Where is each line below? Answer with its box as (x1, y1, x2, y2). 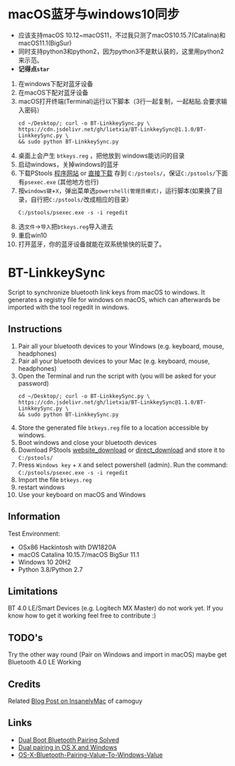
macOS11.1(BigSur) (17, 39, 72, 47)
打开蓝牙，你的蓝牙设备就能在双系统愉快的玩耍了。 (17, 240, 166, 248)
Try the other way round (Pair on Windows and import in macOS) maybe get (8, 650, 227, 659)
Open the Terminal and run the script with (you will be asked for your (17, 371, 217, 380)
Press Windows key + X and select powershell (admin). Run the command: (17, 460, 228, 469)
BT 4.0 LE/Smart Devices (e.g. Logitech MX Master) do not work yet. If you (8, 604, 223, 613)
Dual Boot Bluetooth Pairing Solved (17, 735, 120, 744)
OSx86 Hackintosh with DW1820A (17, 542, 117, 551)
